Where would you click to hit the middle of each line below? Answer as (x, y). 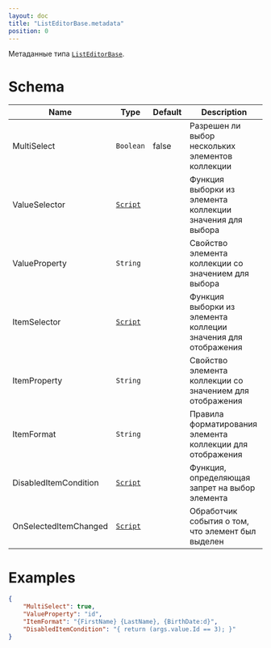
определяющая (220, 478)
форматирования (223, 424)
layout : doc (28, 16)
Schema (36, 87)
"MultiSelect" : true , (59, 607)
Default (167, 112)
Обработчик (213, 511)
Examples (42, 577)
